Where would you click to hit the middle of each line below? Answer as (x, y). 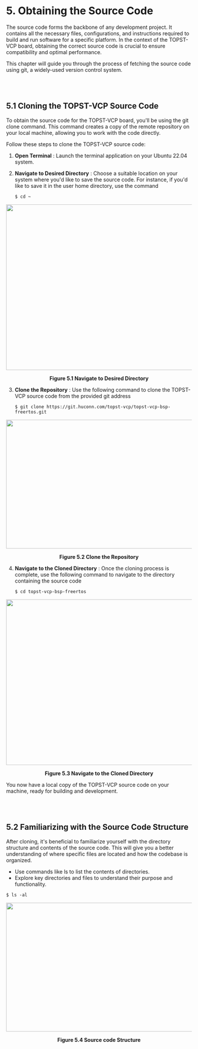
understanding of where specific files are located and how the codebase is (97, 854)
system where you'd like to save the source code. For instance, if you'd (101, 179)
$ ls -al (17, 895)
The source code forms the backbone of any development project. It (89, 27)
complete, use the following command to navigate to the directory (95, 574)
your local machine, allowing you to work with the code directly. (83, 133)
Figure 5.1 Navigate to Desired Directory (99, 378)
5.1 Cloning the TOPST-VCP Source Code (82, 106)
